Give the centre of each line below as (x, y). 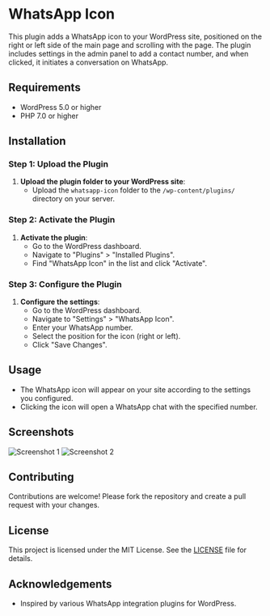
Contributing (41, 477)
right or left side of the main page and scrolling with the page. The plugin (130, 44)
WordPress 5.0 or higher (61, 107)
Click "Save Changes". (70, 345)
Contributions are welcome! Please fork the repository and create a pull (127, 496)
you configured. (46, 398)
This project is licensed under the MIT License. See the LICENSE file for (128, 550)
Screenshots (41, 432)
